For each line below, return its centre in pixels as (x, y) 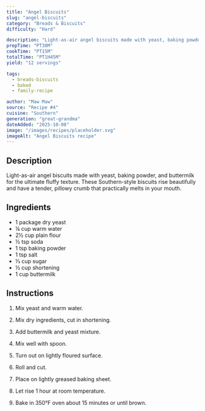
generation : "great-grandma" (43, 119)
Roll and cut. (31, 367)
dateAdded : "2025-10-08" (38, 125)
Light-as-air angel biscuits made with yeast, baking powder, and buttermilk (100, 175)
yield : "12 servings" (34, 63)
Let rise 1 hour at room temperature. (60, 391)
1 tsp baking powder (41, 248)
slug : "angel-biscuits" (37, 18)
